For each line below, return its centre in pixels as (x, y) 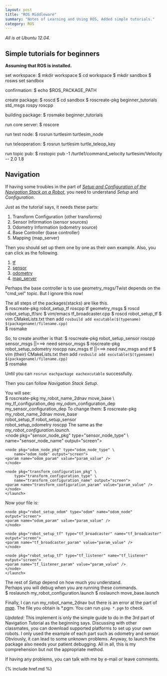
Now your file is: (22, 503)
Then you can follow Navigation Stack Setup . (52, 383)
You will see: (18, 393)
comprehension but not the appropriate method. (55, 649)
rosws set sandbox (25, 81)
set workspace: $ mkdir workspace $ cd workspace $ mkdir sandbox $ (78, 75)
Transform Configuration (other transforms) (57, 216)
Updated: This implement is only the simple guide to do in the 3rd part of (80, 618)
